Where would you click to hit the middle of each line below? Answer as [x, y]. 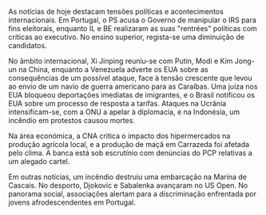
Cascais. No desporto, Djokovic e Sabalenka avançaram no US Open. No [128, 185]
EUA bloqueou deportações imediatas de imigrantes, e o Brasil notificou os [132, 95]
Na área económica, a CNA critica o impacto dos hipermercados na [119, 136]
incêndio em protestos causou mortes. [72, 120]
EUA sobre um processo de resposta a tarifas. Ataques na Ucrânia [117, 104]
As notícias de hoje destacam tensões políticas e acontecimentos [116, 12]
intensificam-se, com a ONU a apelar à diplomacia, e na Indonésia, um [124, 112]
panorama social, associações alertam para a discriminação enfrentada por [133, 194]
